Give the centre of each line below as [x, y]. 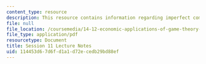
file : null [20, 23]
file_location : [26, 29]
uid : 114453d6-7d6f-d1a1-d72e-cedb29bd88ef [63, 52]
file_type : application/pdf [42, 35]
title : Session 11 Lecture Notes [49, 46]
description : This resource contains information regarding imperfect [98, 18]
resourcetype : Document [37, 40]
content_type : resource [37, 12]
